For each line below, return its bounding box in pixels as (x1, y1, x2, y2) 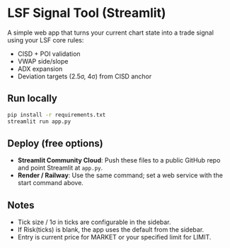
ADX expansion (17, 64, 63, 73)
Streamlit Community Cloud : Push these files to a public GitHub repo (17, 156, 221, 165)
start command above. (17, 179, 84, 187)
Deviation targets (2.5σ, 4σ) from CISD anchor (17, 72, 152, 81)
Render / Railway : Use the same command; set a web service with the (17, 171, 223, 179)
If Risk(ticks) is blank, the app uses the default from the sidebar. (17, 225, 205, 234)
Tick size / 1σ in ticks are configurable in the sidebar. (17, 218, 171, 227)
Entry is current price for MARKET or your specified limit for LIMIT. (17, 233, 212, 242)
